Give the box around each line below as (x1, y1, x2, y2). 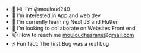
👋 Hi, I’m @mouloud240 (11, 6, 70, 13)
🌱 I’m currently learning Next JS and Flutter (11, 18, 118, 25)
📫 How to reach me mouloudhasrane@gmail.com (11, 32, 134, 38)
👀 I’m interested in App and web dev (11, 12, 101, 19)
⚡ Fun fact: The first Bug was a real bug (11, 40, 109, 47)
